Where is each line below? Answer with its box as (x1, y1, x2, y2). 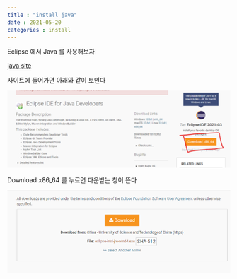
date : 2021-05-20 (7, 18, 62, 26)
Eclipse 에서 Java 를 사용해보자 (7, 47, 96, 56)
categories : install (7, 26, 71, 33)
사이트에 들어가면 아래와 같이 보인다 (7, 76, 106, 85)
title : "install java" (7, 11, 78, 18)
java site (7, 61, 32, 70)
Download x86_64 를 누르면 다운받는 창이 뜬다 (7, 175, 137, 184)
